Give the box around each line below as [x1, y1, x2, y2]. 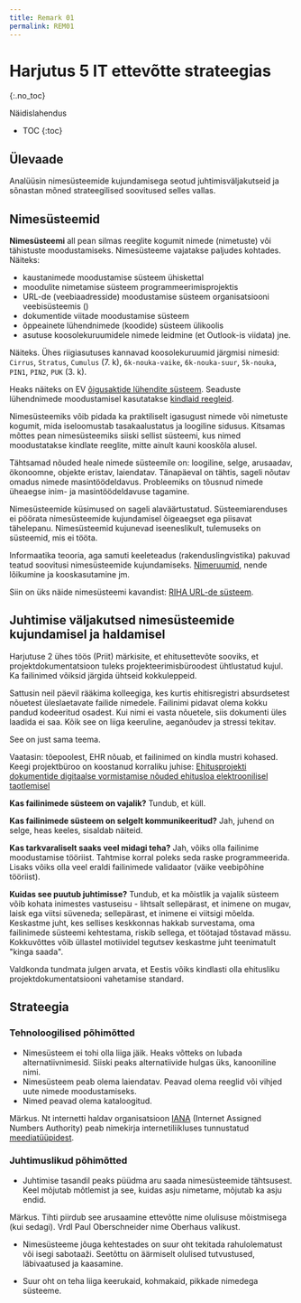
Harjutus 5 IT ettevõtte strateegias [9, 61, 272, 81]
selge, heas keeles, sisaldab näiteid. [9, 824, 143, 836]
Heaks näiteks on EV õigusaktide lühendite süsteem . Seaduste [9, 384, 242, 395]
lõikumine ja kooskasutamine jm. [9, 569, 131, 580]
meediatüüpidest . [9, 1131, 75, 1143]
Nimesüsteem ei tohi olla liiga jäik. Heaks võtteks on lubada [22, 1047, 242, 1058]
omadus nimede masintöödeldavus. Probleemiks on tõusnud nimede [9, 476, 264, 488]
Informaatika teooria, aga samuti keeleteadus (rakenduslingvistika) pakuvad [9, 550, 291, 561]
